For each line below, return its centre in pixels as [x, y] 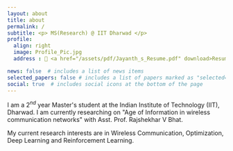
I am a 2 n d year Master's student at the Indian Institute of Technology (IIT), [113, 105]
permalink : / [26, 26]
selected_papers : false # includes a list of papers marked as [101, 78]
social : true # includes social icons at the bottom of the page [105, 84]
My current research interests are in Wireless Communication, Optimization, [115, 133]
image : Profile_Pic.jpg [48, 53]
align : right [32, 46]
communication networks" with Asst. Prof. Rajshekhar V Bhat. [95, 120]
